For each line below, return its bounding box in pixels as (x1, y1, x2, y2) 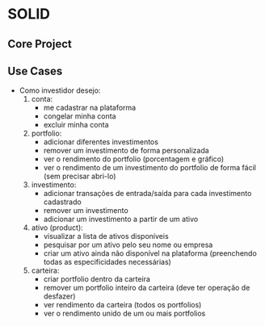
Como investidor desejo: (19, 86, 101, 95)
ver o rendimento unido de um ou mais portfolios (43, 308, 206, 319)
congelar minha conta (43, 111, 116, 121)
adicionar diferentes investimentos (43, 137, 159, 147)
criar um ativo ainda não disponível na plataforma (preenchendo (43, 249, 258, 258)
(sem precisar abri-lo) (43, 171, 116, 182)
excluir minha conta (43, 120, 110, 130)
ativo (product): (31, 223, 84, 232)
